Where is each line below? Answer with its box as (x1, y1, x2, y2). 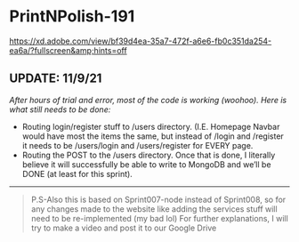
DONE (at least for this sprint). (21, 168, 133, 179)
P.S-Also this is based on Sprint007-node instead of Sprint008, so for (30, 194, 287, 205)
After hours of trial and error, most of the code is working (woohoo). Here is (9, 94, 287, 105)
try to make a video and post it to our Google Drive (30, 222, 217, 233)
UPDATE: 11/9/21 (9, 71, 102, 86)
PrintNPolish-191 (9, 6, 135, 27)
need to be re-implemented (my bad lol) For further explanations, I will (30, 213, 289, 223)
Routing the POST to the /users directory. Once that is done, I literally (21, 149, 276, 160)
